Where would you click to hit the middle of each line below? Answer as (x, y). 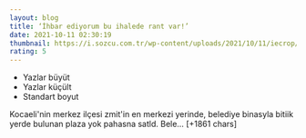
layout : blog (34, 18)
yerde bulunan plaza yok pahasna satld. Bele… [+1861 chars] (123, 124)
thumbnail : (30, 43)
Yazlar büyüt (46, 77)
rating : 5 (28, 52)
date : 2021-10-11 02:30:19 (61, 34)
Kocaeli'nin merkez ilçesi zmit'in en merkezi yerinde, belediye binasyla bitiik (152, 114)
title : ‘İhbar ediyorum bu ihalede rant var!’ (99, 26)
